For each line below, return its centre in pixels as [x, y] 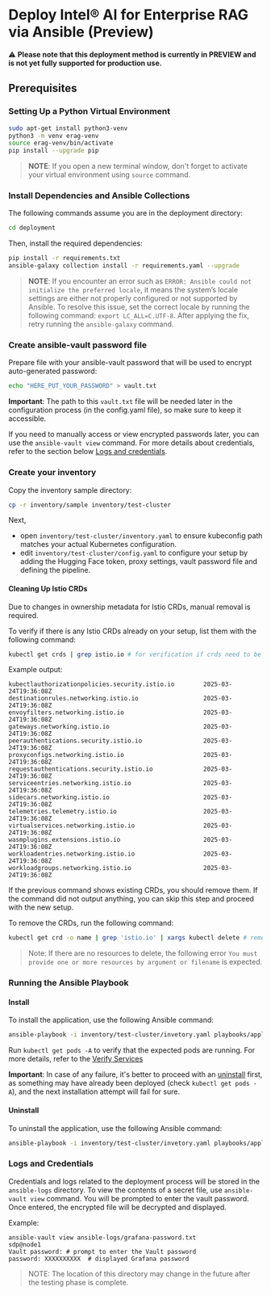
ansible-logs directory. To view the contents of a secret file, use [116, 1190]
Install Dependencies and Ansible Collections [99, 196]
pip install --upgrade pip [54, 151]
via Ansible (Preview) [81, 32]
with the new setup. [41, 907]
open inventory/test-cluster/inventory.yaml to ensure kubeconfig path [141, 536]
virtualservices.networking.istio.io [72, 826]
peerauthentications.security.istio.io [75, 741]
